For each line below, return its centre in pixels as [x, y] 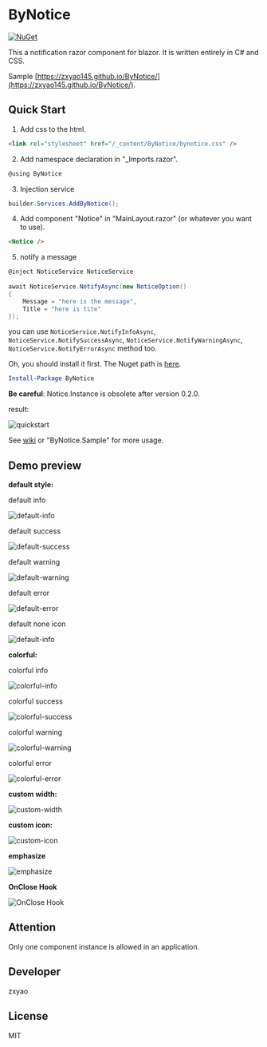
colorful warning [35, 732]
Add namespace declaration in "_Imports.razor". [98, 159]
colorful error [30, 763]
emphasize [27, 856]
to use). [32, 227]
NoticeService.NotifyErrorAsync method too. [83, 348]
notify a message [48, 257]
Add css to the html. [53, 129]
